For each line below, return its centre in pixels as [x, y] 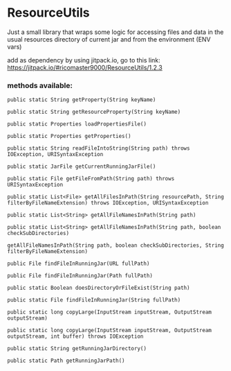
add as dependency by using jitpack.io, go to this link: [84, 60]
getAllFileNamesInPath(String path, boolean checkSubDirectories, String [116, 245]
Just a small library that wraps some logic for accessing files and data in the [115, 32]
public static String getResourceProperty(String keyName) [94, 112]
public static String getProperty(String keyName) [82, 100]
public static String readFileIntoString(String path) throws [99, 148]
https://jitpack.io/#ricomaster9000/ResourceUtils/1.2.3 [85, 67]
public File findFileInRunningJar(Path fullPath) [80, 276]
